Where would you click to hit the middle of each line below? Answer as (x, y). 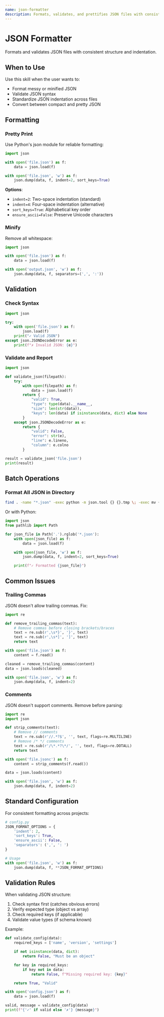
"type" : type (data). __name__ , (62, 404)
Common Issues (30, 581)
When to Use (25, 67)
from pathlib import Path (31, 525)
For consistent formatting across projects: (47, 813)
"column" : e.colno (50, 445)
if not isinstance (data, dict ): (47, 952)
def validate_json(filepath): (36, 377)
